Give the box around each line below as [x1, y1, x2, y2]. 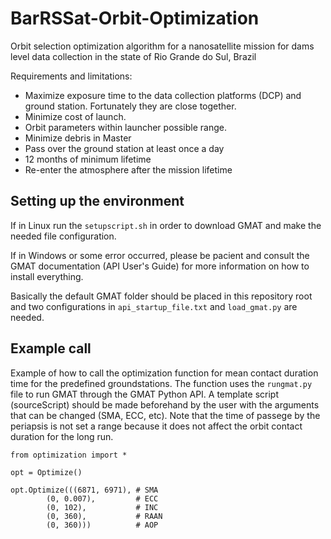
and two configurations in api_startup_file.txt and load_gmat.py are [10, 300, 298, 312]
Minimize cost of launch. [24, 110, 127, 122]
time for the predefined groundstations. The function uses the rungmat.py [10, 377, 313, 389]
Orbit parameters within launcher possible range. [24, 121, 227, 133]
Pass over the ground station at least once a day [24, 142, 225, 154]
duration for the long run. [10, 430, 114, 442]
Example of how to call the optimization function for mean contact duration [10, 367, 319, 379]
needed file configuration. [10, 230, 117, 242]
